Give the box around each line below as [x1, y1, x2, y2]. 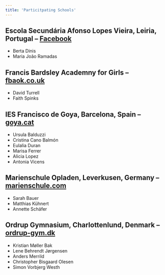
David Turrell [12, 90, 40, 96]
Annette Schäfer [12, 205, 47, 212]
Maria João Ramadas [12, 53, 58, 59]
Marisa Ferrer [12, 148, 42, 154]
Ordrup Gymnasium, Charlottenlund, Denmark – [5, 221, 160, 230]
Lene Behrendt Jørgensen [12, 247, 68, 254]
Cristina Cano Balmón [12, 137, 59, 143]
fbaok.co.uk [5, 76, 45, 85]
